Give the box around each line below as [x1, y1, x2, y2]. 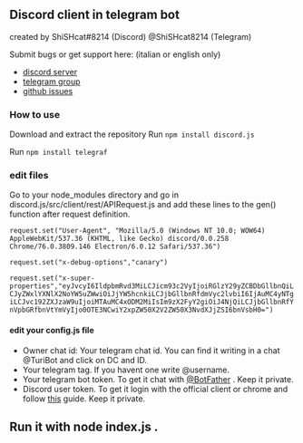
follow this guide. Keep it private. [22, 393, 146, 404]
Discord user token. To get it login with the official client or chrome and [22, 383, 288, 394]
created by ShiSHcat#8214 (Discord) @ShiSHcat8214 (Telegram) [9, 31, 252, 42]
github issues [22, 85, 73, 96]
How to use [9, 108, 61, 120]
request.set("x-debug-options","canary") [9, 258, 169, 267]
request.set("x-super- [9, 274, 95, 284]
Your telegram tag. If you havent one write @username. [22, 364, 230, 375]
